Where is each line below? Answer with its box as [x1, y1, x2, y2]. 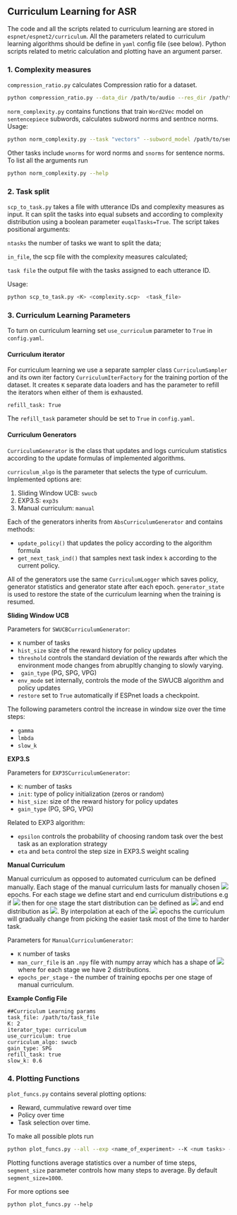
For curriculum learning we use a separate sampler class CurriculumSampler [7, 365, 228, 374]
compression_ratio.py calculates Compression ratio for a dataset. [7, 81, 197, 89]
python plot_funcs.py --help [7, 1201, 93, 1208]
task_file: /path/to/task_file [7, 1014, 99, 1021]
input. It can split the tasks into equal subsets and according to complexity [7, 210, 224, 218]
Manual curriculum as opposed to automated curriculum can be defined [7, 874, 217, 883]
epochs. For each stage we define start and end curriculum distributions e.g [7, 890, 229, 898]
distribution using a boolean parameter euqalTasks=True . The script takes [7, 218, 220, 226]
